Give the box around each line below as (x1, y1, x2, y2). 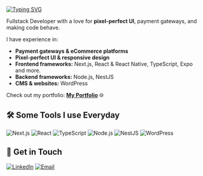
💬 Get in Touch (6, 147, 62, 157)
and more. (15, 67, 41, 74)
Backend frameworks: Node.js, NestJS (15, 73, 114, 80)
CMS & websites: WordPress (15, 80, 88, 87)
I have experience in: (6, 36, 59, 42)
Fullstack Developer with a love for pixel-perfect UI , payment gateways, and (6, 18, 197, 24)
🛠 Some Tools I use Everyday (6, 110, 120, 121)
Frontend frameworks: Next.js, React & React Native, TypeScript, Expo (15, 61, 193, 67)
